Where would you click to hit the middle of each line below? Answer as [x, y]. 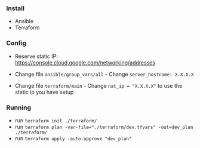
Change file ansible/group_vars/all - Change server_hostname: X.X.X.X [104, 74]
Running [19, 107]
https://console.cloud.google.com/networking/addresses [85, 62]
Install [16, 8]
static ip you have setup [44, 92]
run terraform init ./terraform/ [56, 120]
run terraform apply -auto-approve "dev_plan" [73, 138]
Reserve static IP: [36, 56]
